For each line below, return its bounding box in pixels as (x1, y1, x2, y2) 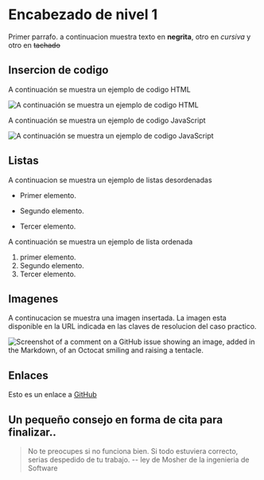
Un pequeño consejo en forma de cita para (8, 412, 223, 427)
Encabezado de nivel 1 (8, 6, 158, 24)
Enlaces (8, 369, 49, 382)
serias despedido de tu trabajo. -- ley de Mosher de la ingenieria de (27, 455, 250, 464)
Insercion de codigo (8, 64, 109, 77)
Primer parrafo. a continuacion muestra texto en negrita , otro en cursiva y (8, 32, 251, 41)
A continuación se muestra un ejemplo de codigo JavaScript (8, 115, 206, 125)
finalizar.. (8, 425, 57, 439)
